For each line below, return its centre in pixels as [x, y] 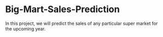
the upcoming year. [25, 28]
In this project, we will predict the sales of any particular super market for [81, 23]
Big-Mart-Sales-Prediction [63, 9]
